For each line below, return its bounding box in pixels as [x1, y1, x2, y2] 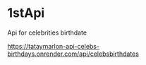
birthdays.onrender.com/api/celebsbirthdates [7, 49, 140, 58]
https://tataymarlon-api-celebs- [7, 42, 100, 50]
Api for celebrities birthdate [7, 28, 87, 37]
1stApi [7, 5, 45, 21]
